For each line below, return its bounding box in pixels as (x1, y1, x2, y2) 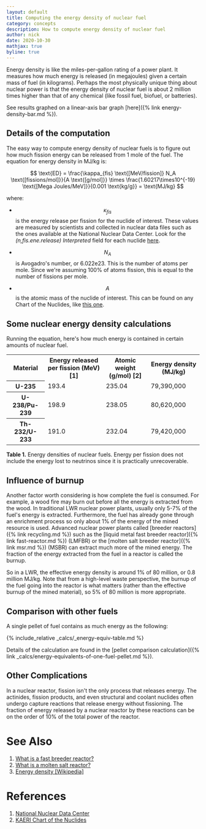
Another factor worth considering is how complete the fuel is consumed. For (6, 492, 199, 499)
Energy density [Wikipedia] (15, 768, 84, 775)
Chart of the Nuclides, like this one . (15, 301, 105, 308)
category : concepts (6, 20, 56, 26)
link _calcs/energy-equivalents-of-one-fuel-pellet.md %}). (6, 653, 154, 660)
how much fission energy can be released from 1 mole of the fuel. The (6, 151, 184, 158)
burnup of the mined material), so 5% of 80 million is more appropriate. (6, 588, 186, 596)
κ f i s (103, 206, 112, 215)
